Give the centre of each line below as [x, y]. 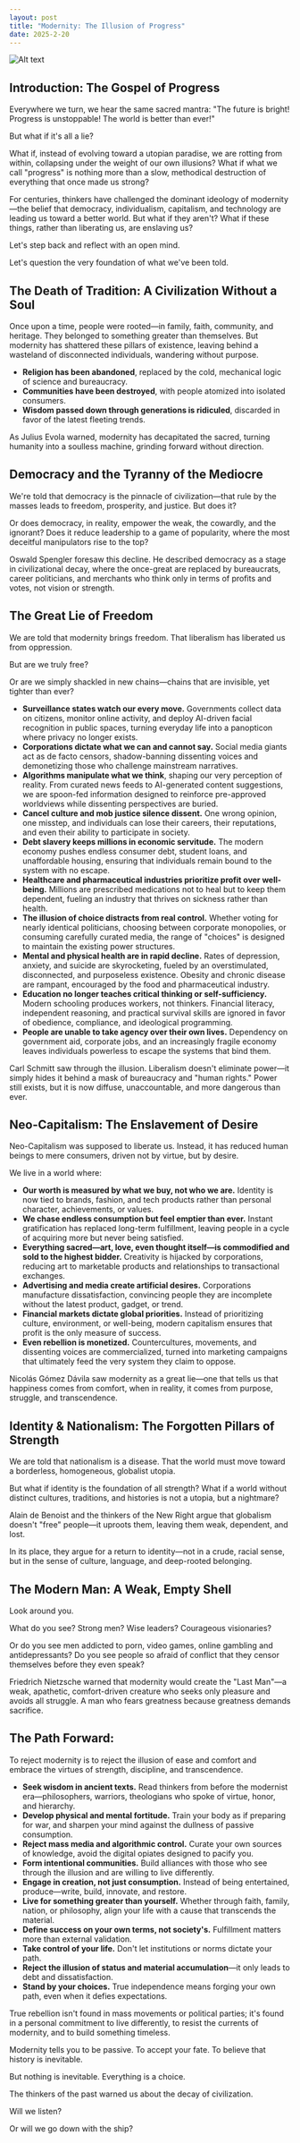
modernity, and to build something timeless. [90, 2032]
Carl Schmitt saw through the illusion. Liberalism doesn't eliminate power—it [150, 1068]
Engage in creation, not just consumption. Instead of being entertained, [156, 1882]
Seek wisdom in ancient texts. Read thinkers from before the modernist [155, 1787]
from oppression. [41, 647]
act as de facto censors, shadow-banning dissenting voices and [140, 756]
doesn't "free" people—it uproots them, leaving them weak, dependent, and [149, 1525]
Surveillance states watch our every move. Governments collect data [152, 709]
